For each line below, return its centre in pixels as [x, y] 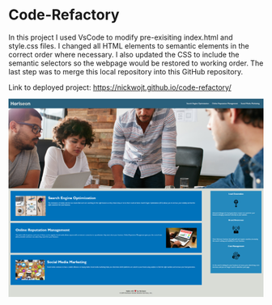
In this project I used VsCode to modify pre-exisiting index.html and [121, 37]
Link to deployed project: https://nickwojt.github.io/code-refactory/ [120, 87]
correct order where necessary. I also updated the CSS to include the [124, 54]
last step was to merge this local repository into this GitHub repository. [126, 71]
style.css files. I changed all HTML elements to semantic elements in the [129, 45]
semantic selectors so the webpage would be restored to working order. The [136, 63]
